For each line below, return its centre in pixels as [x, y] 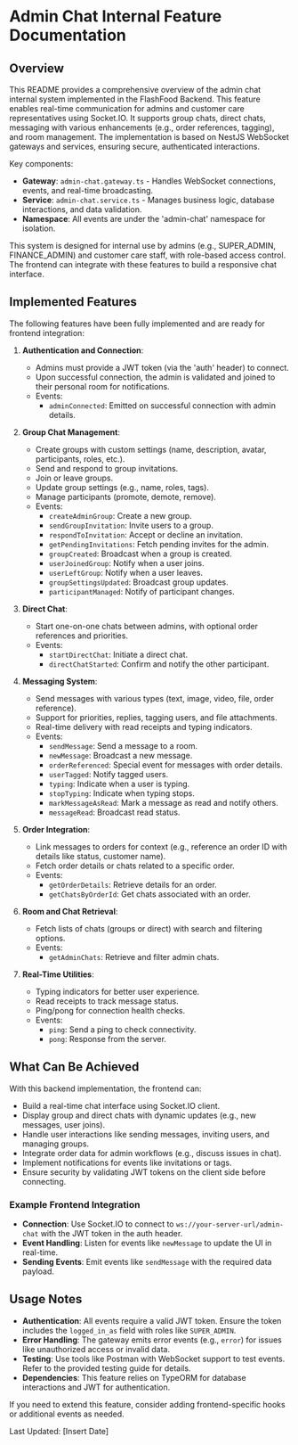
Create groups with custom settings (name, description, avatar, [151, 449]
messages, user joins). [63, 1124]
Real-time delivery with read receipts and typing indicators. [144, 727]
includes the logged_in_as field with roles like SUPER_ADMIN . [129, 1330]
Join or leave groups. [74, 478]
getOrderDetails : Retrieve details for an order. [133, 884]
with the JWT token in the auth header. [112, 1233]
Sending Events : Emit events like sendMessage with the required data [147, 1261]
